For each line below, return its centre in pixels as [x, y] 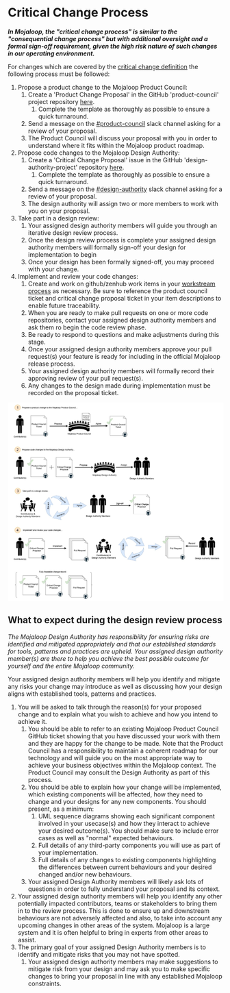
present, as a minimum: [61, 809]
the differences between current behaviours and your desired [125, 867]
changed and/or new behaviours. [85, 874]
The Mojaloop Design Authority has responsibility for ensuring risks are [108, 637]
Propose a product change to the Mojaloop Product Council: [102, 87]
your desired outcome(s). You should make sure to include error [128, 831]
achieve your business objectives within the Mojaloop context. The [122, 765]
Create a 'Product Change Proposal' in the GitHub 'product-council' [123, 95]
